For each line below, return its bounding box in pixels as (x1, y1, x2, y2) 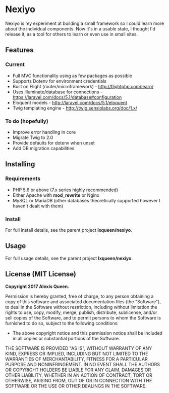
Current (5, 61, 25, 68)
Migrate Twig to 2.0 (12, 134, 53, 140)
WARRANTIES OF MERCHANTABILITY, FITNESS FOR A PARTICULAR (5, 356, 148, 362)
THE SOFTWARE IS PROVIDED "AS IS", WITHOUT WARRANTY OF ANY (5, 345, 152, 351)
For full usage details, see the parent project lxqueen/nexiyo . (5, 255, 133, 261)
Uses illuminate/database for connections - (12, 89, 102, 95)
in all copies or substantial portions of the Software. (12, 335, 120, 341)
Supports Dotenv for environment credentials (12, 78, 107, 84)
